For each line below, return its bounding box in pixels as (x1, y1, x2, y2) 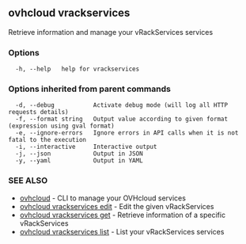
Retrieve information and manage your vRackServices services (8, 27, 214, 36)
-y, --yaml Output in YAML (15, 157, 144, 165)
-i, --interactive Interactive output (15, 143, 157, 151)
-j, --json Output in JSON (15, 150, 144, 158)
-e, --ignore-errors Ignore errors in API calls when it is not (15, 129, 239, 137)
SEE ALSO (8, 175, 48, 186)
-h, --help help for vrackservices (15, 65, 140, 74)
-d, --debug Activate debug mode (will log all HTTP (15, 101, 228, 109)
